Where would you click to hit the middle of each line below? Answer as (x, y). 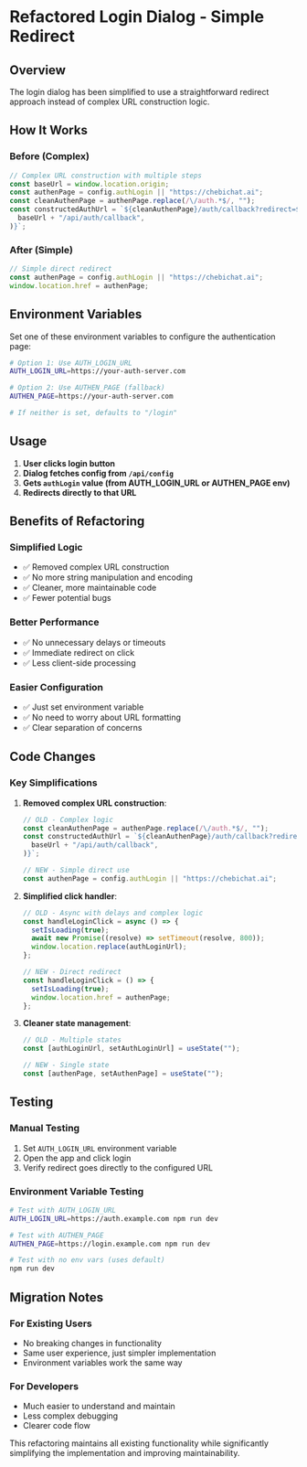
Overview (38, 70)
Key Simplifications (53, 783)
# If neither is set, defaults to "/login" (94, 413)
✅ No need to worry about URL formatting (101, 717)
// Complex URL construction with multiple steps (106, 176)
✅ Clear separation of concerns (82, 728)
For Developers (44, 1386)
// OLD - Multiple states (72, 1040)
